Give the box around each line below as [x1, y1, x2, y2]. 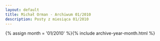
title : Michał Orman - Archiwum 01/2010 [5, 12, 92, 17]
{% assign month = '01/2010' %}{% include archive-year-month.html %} [5, 30, 155, 36]
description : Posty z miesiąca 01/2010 [5, 16, 89, 21]
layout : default [5, 7, 39, 12]
